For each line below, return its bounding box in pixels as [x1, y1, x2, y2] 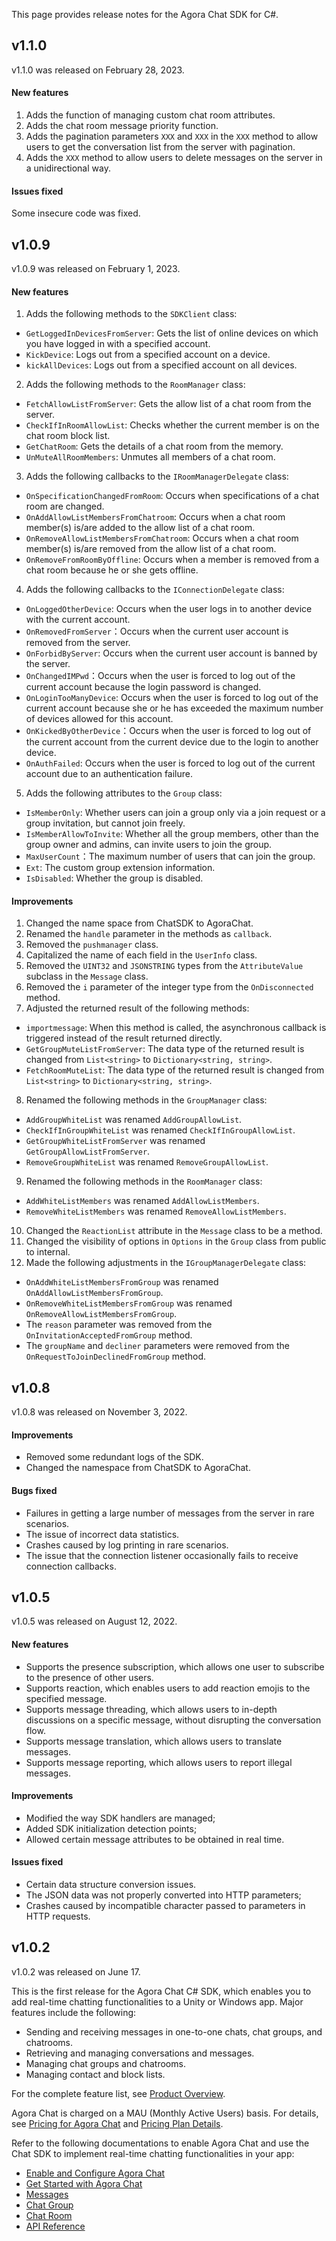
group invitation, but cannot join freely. [25, 817, 186, 829]
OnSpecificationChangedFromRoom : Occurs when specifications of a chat [25, 490, 320, 502]
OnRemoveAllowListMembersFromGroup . [25, 1308, 178, 1320]
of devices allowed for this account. [25, 713, 174, 725]
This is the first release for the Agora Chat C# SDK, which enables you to [11, 1985, 312, 1997]
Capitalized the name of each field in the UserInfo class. [25, 949, 258, 961]
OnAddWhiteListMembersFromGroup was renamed [25, 1276, 219, 1288]
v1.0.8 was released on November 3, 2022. [11, 1406, 188, 1418]
